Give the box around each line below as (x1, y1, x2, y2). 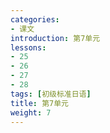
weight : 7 (10, 107, 52, 118)
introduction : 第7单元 (10, 33, 101, 43)
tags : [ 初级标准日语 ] (10, 89, 92, 99)
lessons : (10, 42, 47, 53)
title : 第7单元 (10, 98, 69, 108)
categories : (10, 14, 60, 25)
